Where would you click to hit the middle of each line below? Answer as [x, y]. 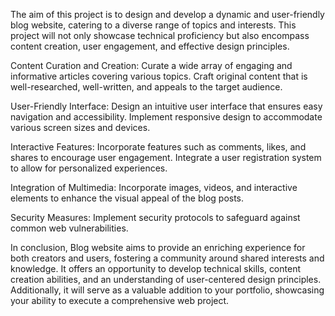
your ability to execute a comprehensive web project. [120, 300]
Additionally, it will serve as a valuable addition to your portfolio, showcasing [167, 290]
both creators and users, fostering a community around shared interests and [167, 258]
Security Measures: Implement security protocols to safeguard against [155, 217]
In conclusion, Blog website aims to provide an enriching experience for [158, 247]
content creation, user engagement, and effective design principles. [150, 46]
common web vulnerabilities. [69, 228]
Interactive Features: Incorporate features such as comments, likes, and [158, 147]
